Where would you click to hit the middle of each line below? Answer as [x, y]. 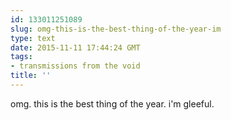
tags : [21, 57]
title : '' [31, 76]
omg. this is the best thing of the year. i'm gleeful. [112, 103]
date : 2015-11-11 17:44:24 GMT [75, 47]
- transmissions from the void [75, 66]
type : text [33, 38]
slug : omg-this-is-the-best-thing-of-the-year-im [116, 29]
